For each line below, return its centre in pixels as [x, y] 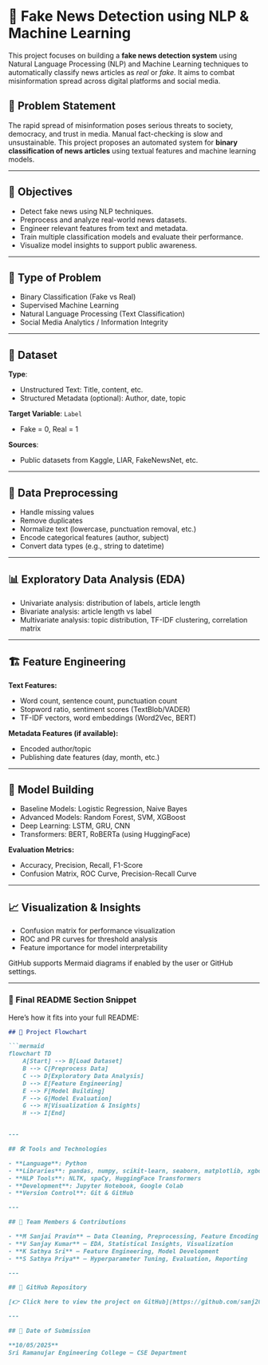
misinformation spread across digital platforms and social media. [114, 81]
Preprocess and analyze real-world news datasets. [103, 220]
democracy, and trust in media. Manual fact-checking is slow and [116, 133]
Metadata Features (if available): [63, 733]
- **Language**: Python [48, 1163]
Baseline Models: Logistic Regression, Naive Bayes [103, 809]
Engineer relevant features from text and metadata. [104, 228]
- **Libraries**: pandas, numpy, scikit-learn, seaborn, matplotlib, [126, 1171]
